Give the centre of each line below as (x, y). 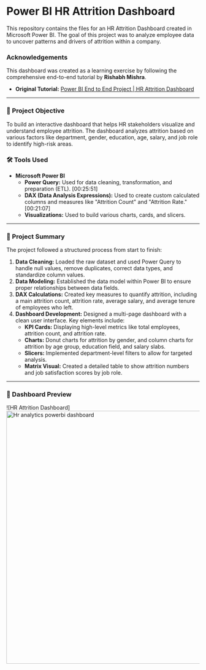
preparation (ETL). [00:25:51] (61, 189)
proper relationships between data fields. (67, 288)
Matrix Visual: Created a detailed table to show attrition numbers (107, 366)
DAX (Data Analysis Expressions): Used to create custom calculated (112, 195)
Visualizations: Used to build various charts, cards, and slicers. (105, 215)
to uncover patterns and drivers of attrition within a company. (84, 41)
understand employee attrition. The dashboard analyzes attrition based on (100, 131)
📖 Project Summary (36, 236)
